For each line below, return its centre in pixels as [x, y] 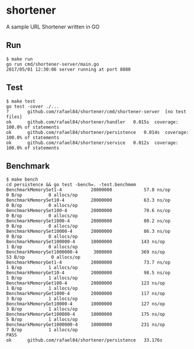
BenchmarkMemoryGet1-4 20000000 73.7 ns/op [88, 262]
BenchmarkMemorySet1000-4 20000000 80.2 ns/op [88, 221]
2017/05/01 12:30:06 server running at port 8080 [69, 69]
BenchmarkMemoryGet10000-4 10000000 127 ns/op [86, 304]
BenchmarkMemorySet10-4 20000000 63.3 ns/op [88, 200]
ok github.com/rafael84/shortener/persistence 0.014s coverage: [98, 132]
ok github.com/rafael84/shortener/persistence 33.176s [84, 340]
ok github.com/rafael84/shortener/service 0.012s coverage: [92, 143]
